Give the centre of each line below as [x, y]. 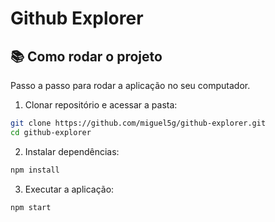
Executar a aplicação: [69, 189]
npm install [35, 170]
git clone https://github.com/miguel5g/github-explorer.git [138, 123]
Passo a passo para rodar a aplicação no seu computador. [130, 85]
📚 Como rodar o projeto [86, 56]
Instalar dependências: [72, 151]
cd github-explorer [51, 132]
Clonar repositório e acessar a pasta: [101, 105]
